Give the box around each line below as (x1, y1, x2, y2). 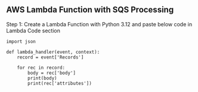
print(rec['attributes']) (27, 80, 92, 86)
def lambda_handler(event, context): (6, 49, 100, 55)
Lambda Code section (6, 27, 61, 34)
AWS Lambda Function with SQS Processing (6, 5, 174, 15)
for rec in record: (17, 65, 66, 70)
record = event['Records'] (17, 54, 84, 60)
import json (6, 38, 36, 44)
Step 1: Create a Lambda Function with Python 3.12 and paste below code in (6, 20, 193, 27)
